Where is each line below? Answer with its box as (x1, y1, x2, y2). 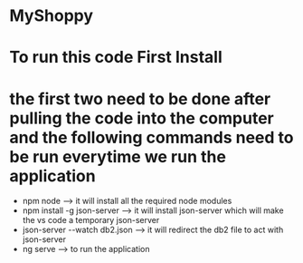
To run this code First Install (9, 47, 223, 68)
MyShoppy (9, 5, 93, 26)
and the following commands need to (9, 127, 294, 148)
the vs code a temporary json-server (22, 215, 160, 226)
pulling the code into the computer (9, 108, 274, 128)
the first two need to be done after (9, 88, 271, 109)
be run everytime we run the (9, 146, 226, 167)
